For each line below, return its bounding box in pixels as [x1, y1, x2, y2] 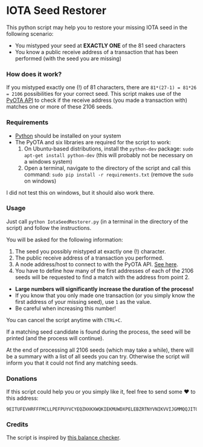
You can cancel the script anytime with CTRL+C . [6, 316, 123, 323]
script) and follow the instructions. [6, 224, 92, 231]
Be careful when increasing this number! [14, 304, 117, 312]
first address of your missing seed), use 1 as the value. [14, 298, 152, 305]
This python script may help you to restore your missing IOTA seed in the [6, 24, 188, 31]
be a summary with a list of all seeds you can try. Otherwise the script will [6, 352, 190, 360]
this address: [6, 395, 39, 402]
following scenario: [6, 30, 54, 37]
